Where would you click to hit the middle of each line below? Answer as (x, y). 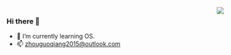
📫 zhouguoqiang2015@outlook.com (69, 44)
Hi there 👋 (23, 21)
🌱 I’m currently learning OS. (56, 36)
